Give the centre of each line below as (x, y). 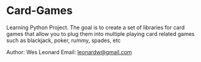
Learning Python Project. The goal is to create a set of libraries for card (96, 27)
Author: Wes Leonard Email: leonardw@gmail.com (69, 52)
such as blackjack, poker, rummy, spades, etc (64, 40)
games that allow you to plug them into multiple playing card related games (100, 33)
